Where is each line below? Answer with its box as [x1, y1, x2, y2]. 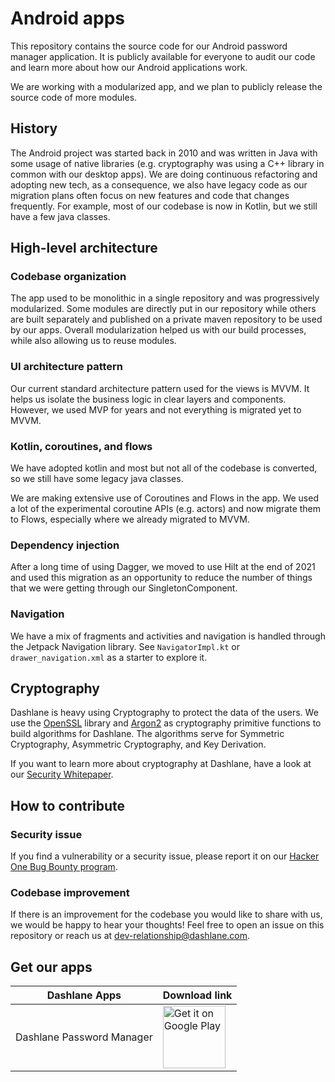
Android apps [10, 7, 125, 30]
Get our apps [10, 958, 93, 976]
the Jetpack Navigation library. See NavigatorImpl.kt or [10, 640, 240, 652]
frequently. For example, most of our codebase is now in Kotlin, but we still [10, 200, 318, 212]
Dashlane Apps [46, 988, 122, 1002]
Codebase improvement [10, 886, 130, 900]
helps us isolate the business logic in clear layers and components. [10, 393, 287, 405]
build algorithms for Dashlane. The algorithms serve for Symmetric [10, 728, 285, 740]
